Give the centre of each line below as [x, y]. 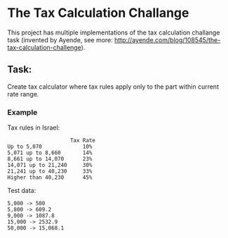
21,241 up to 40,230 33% [50, 171]
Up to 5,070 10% [50, 147]
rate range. [23, 94]
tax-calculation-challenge [45, 47]
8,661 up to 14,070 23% [50, 159]
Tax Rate [83, 141]
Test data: [22, 191]
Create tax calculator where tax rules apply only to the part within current [113, 87]
